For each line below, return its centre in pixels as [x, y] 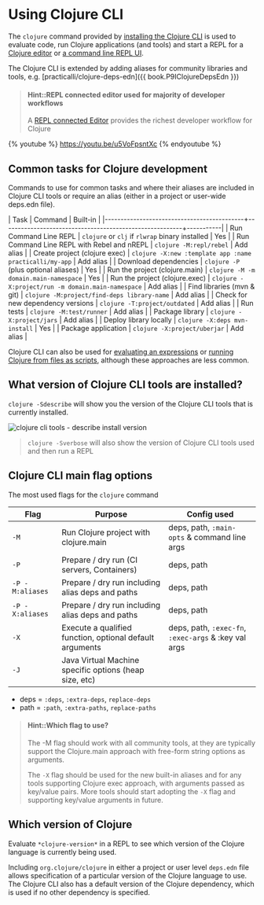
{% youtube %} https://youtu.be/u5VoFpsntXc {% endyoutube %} [115, 144]
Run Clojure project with [106, 532]
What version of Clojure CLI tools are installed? [126, 385]
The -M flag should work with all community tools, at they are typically [141, 743]
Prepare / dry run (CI [100, 560]
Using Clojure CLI [66, 15]
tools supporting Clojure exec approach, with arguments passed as [136, 783]
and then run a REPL [60, 451]
